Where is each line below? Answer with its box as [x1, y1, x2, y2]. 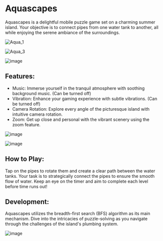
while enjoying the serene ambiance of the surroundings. [5, 29, 120, 35]
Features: [5, 72, 35, 81]
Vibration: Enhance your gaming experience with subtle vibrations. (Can [12, 96, 158, 101]
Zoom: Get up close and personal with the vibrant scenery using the [12, 116, 150, 122]
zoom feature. [12, 121, 41, 127]
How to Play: [5, 155, 45, 163]
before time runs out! [5, 183, 47, 189]
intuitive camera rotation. [12, 111, 63, 117]
